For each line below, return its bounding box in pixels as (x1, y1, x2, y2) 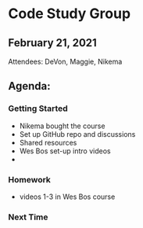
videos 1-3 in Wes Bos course (19, 192, 116, 201)
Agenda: (8, 79, 51, 93)
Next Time (8, 211, 48, 222)
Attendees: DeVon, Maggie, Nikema (8, 57, 123, 66)
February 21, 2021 (8, 36, 98, 50)
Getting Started (8, 103, 68, 114)
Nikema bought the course (19, 121, 105, 131)
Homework (8, 174, 51, 185)
